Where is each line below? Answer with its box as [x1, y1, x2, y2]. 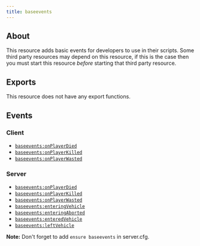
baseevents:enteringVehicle [14, 203, 85, 210]
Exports [6, 77, 37, 87]
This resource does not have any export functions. [6, 93, 131, 100]
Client [6, 128, 24, 137]
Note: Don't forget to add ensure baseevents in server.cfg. [6, 233, 150, 241]
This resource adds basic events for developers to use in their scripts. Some [6, 47, 195, 54]
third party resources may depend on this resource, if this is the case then [6, 53, 189, 61]
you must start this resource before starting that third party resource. [6, 59, 177, 67]
